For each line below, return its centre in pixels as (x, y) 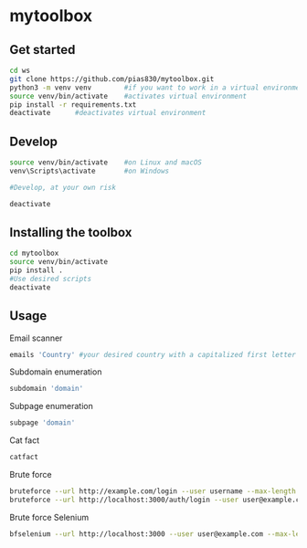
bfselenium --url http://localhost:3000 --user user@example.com (136, 534)
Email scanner (36, 338)
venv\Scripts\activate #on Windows (90, 171)
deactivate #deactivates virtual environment (108, 113)
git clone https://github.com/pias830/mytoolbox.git (112, 79)
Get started (42, 50)
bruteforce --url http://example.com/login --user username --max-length (153, 491)
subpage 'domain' (42, 423)
